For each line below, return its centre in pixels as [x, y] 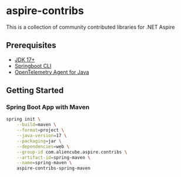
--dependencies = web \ [43, 147]
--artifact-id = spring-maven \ [54, 157]
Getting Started [35, 91]
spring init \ [24, 119]
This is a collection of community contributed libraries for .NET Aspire [90, 27]
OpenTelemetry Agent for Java [52, 72]
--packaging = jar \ [39, 141]
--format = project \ [41, 130]
